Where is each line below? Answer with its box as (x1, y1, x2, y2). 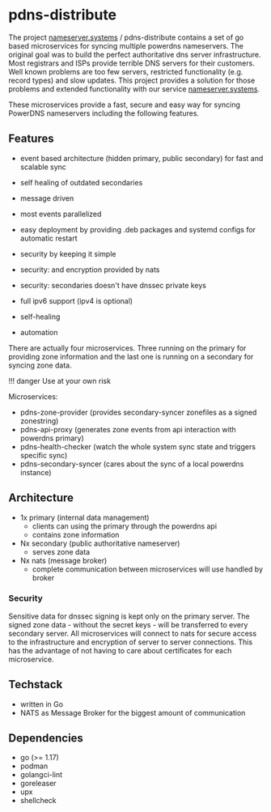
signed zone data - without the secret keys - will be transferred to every (8, 619, 248, 629)
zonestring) (19, 415, 59, 426)
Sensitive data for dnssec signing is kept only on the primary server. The (8, 611, 250, 621)
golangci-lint (19, 770, 63, 780)
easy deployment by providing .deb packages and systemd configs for (19, 224, 256, 234)
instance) (19, 467, 52, 477)
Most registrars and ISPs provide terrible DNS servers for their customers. (8, 58, 255, 68)
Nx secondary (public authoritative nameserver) (19, 538, 180, 548)
